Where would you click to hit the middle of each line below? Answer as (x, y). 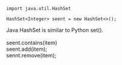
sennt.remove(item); (31, 55)
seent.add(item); (27, 49)
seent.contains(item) (32, 43)
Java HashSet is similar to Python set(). (55, 30)
